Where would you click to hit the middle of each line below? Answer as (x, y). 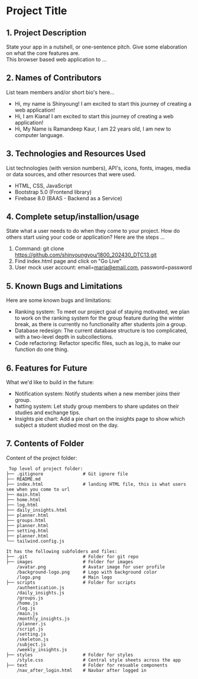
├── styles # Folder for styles (70, 655)
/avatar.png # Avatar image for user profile (91, 567)
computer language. (39, 135)
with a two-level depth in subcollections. (64, 337)
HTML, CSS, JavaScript (43, 186)
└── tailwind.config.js (35, 541)
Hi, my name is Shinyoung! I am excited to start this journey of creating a (103, 103)
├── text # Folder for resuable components (87, 665)
